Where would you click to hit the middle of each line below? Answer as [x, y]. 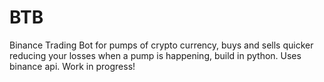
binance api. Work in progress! [72, 66]
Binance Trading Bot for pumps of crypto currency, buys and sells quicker [161, 45]
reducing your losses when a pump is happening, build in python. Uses [155, 55]
